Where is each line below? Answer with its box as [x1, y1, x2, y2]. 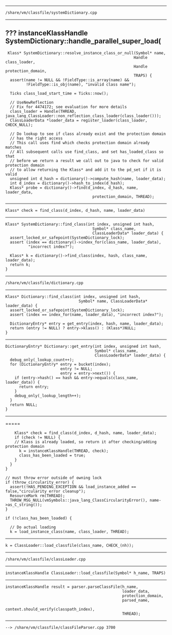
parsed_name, [122, 598, 150, 603]
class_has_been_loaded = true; [18, 452, 86, 458]
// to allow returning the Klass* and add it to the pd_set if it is [10, 167, 161, 172]
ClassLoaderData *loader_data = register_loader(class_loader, [10, 117, 147, 123]
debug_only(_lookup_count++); [10, 357, 74, 362]
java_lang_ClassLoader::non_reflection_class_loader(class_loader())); [5, 113, 161, 118]
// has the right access [10, 135, 63, 141]
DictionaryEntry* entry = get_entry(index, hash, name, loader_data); [10, 321, 164, 326]
